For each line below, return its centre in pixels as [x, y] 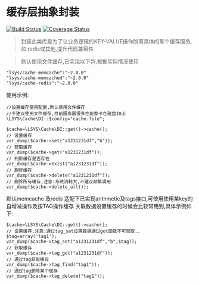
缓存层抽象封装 [43, 12]
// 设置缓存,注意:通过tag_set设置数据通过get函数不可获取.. [73, 231]
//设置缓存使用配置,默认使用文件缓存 [46, 107]
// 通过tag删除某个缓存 [32, 271]
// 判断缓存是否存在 [28, 158]
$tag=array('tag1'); [32, 236]
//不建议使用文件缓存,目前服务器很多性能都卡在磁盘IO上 [66, 114]
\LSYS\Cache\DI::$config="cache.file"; [56, 119]
